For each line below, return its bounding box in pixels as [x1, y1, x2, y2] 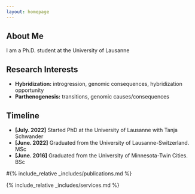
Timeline [6, 111, 40, 121]
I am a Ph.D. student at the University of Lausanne [6, 47, 130, 54]
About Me [6, 31, 44, 41]
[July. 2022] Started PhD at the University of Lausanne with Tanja [14, 127, 178, 134]
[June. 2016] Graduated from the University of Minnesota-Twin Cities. [14, 152, 188, 159]
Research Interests [6, 64, 78, 74]
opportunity [14, 86, 44, 94]
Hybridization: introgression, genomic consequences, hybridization [14, 80, 182, 88]
